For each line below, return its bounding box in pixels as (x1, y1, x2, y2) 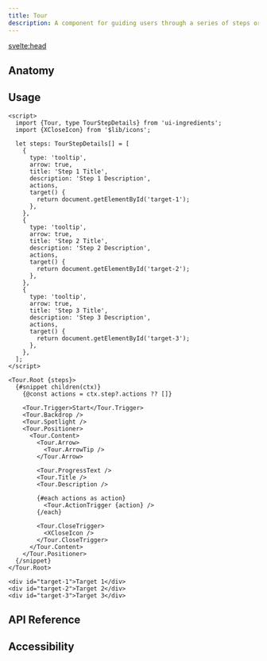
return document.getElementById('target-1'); (37, 195, 191, 203)
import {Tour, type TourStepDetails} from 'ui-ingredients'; (15, 118, 222, 127)
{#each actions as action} (37, 494, 126, 502)
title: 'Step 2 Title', (29, 237, 109, 245)
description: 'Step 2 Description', (29, 244, 151, 252)
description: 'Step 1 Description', (29, 174, 151, 183)
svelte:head (8, 41, 47, 50)
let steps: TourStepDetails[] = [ (15, 140, 130, 148)
